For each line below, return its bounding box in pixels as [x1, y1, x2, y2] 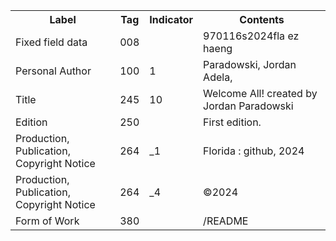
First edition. [203, 115, 262, 129]
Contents [239, 13, 285, 26]
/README [203, 214, 249, 228]
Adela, [203, 70, 233, 84]
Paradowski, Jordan [203, 58, 297, 71]
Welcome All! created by [203, 87, 318, 100]
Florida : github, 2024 [203, 144, 305, 158]
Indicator [149, 13, 194, 26]
